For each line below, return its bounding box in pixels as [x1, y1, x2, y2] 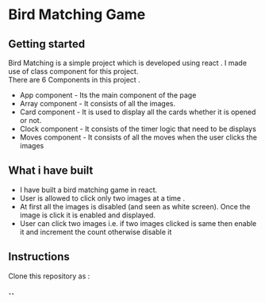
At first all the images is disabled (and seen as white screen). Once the [19, 201, 251, 211]
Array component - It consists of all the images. [19, 99, 176, 108]
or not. [19, 116, 42, 125]
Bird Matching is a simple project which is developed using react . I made [8, 58, 248, 67]
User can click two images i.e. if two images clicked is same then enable [19, 218, 257, 228]
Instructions [8, 250, 70, 263]
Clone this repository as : [8, 271, 90, 281]
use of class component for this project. [8, 67, 139, 76]
